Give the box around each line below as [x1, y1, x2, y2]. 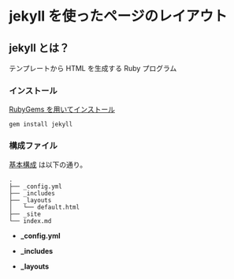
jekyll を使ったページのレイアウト [9, 7, 228, 25]
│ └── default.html [9, 203, 80, 211]
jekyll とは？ [9, 41, 70, 55]
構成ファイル [9, 140, 58, 151]
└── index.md [9, 217, 52, 225]
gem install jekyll [9, 120, 73, 129]
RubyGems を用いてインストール [9, 104, 115, 115]
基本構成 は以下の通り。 [9, 160, 87, 169]
